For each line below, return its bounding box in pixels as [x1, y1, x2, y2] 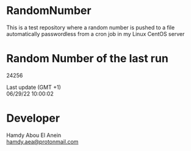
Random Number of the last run [6, 52, 169, 66]
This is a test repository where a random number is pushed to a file [6, 24, 175, 31]
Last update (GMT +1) [6, 83, 61, 91]
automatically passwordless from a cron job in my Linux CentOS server [6, 30, 185, 37]
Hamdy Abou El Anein [6, 132, 62, 139]
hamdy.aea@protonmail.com [6, 138, 79, 145]
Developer [6, 111, 60, 125]
